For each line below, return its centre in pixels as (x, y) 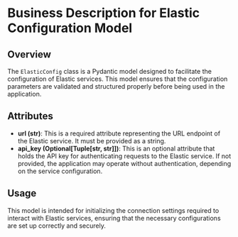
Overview (29, 54)
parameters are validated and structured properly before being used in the (116, 86)
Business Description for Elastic (104, 13)
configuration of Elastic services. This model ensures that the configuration (118, 79)
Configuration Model (70, 28)
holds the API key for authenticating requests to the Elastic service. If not (124, 156)
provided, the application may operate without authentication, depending (124, 163)
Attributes (30, 116)
